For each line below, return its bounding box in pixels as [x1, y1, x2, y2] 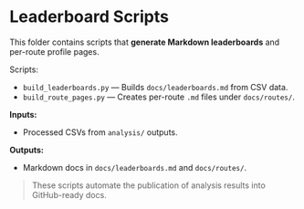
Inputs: [9, 109, 37, 120]
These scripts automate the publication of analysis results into [31, 180, 267, 191]
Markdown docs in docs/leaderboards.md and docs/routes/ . [22, 162, 247, 172]
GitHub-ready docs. [31, 189, 107, 200]
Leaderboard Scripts [9, 6, 169, 27]
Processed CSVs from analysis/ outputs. [22, 126, 178, 138]
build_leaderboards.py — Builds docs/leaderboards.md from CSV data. [22, 81, 288, 92]
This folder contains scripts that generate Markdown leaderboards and [9, 37, 280, 47]
